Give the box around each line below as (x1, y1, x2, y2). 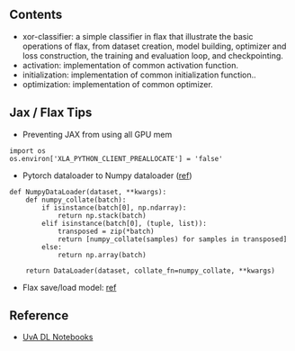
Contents (9, 7, 63, 22)
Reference (9, 308, 69, 323)
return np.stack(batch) (57, 211, 147, 220)
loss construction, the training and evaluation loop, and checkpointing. (22, 49, 283, 61)
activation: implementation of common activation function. (22, 59, 238, 70)
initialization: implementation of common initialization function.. (22, 69, 256, 80)
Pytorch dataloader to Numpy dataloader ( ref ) (22, 170, 192, 181)
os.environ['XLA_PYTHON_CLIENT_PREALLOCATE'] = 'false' (9, 154, 223, 163)
